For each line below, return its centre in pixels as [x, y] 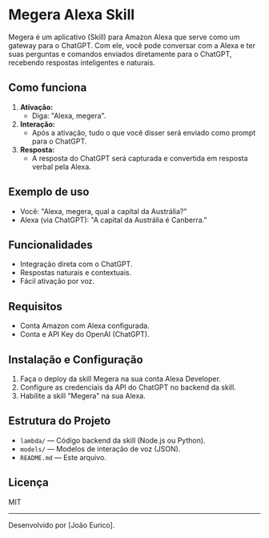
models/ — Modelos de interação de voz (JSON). [100, 449]
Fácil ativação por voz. [57, 281]
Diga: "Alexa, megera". [69, 115]
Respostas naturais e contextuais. [76, 273]
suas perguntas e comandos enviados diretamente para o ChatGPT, [120, 54]
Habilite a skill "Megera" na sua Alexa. [82, 396]
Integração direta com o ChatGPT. [76, 264]
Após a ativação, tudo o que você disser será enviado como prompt [144, 132]
